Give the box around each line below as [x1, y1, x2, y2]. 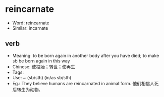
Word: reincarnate [12, 20, 50, 26]
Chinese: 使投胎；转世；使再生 [12, 63, 75, 70]
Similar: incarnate [12, 25, 49, 31]
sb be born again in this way [12, 58, 70, 64]
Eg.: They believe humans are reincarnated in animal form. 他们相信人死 [12, 80, 159, 86]
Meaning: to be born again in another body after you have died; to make [12, 52, 160, 58]
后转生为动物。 [12, 87, 43, 93]
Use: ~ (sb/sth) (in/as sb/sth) [12, 74, 72, 80]
